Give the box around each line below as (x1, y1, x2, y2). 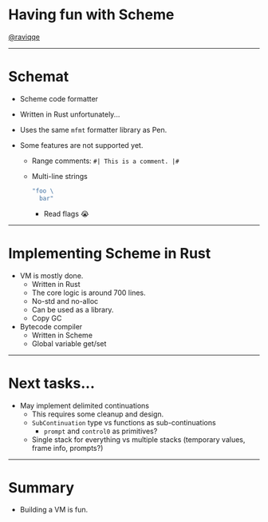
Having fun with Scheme (8, 6, 175, 24)
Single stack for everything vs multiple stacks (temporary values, (31, 434, 246, 444)
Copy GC (31, 313, 62, 323)
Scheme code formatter (19, 94, 98, 103)
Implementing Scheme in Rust (8, 244, 211, 262)
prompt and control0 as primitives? (43, 426, 158, 436)
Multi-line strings (31, 171, 88, 181)
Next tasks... (8, 374, 96, 392)
